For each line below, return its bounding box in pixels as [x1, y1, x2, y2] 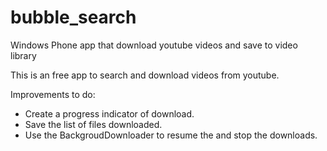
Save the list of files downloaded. [24, 118, 163, 130]
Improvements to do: [10, 88, 96, 100]
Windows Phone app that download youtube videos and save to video [10, 39, 298, 51]
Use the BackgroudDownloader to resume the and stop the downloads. [24, 129, 318, 141]
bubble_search [10, 6, 137, 29]
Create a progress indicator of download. [24, 107, 195, 120]
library [10, 49, 37, 61]
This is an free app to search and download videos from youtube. [10, 69, 280, 81]
